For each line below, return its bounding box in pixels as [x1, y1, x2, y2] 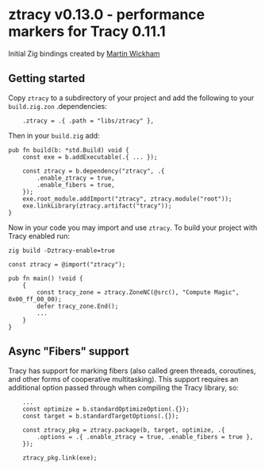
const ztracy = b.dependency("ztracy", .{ [22, 167, 165, 175]
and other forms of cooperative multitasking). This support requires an [8, 374, 239, 383]
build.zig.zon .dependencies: [8, 101, 107, 111]
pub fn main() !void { [8, 274, 83, 282]
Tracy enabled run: [8, 231, 70, 240]
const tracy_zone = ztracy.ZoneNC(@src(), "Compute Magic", [36, 288, 240, 296]
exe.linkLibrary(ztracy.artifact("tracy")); [22, 201, 172, 210]
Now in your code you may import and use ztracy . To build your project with [8, 223, 258, 232]
